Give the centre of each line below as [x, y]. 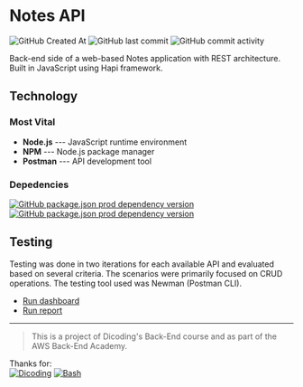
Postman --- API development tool [87, 161]
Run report [42, 310]
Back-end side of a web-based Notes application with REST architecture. [145, 58]
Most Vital [32, 122]
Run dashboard [50, 300]
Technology [44, 96]
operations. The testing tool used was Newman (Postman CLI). [125, 283]
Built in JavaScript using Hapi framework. [87, 68]
